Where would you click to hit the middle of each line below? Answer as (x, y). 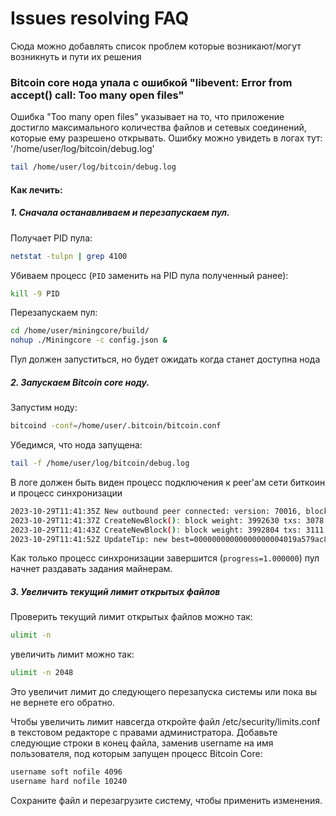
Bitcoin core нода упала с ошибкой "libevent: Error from (151, 82)
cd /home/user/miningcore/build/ (80, 331)
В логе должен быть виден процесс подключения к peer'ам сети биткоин (168, 482)
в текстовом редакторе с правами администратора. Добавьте (144, 733)
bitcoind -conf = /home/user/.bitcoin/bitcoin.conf (116, 426)
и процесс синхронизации (66, 493)
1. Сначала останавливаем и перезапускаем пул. (120, 213)
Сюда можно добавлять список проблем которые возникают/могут (156, 46)
